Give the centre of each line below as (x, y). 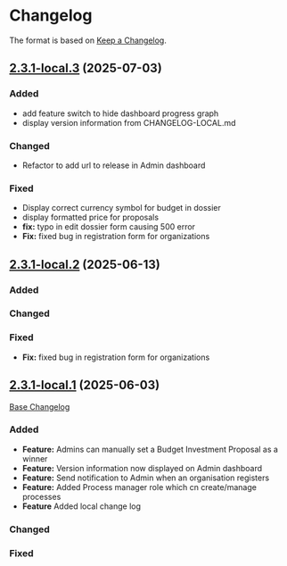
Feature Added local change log (81, 506)
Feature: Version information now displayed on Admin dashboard (142, 468)
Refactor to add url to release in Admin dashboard (114, 165)
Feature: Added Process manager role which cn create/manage (139, 487)
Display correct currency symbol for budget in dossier (121, 208)
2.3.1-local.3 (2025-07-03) (86, 68)
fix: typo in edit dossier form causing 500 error (109, 227)
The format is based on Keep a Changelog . (88, 40)
